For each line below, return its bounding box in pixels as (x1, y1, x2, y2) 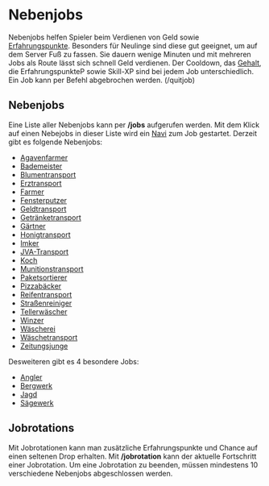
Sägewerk (19, 397, 54, 408)
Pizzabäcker (19, 280, 62, 291)
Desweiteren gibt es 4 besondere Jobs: (8, 356, 139, 366)
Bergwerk (19, 380, 53, 390)
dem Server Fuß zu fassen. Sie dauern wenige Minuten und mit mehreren (8, 49, 251, 59)
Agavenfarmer (19, 152, 68, 162)
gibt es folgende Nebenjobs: (8, 137, 103, 147)
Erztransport (19, 178, 62, 188)
